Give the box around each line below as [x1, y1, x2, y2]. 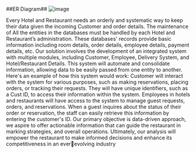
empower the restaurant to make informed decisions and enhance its [6, 134, 173, 141]
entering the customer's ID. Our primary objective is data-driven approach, [6, 116, 186, 122]
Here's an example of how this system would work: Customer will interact [6, 73, 183, 79]
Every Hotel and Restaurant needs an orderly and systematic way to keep [6, 17, 183, 23]
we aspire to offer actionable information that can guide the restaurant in [6, 122, 181, 129]
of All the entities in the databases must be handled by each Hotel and [6, 29, 176, 36]
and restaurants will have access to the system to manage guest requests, [6, 97, 185, 104]
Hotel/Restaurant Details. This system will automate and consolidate [6, 60, 170, 67]
